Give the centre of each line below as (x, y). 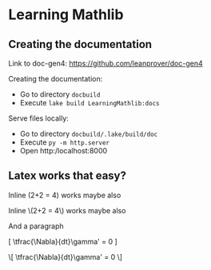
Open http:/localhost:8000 (64, 151)
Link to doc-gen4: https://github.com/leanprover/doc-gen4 (105, 63)
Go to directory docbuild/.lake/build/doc (89, 134)
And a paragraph (36, 226)
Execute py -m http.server (65, 142)
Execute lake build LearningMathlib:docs (90, 103)
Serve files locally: (39, 118)
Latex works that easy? (67, 176)
